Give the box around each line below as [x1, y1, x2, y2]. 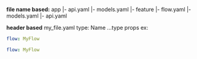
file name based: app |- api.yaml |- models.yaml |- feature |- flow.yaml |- [6, 6, 191, 13]
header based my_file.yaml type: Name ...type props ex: [6, 24, 149, 31]
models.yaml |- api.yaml [6, 12, 68, 19]
